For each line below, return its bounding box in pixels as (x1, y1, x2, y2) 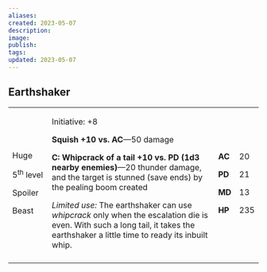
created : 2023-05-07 (8, 19, 77, 27)
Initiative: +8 (51, 116, 98, 127)
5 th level (12, 168, 44, 181)
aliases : (8, 11, 37, 20)
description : (8, 26, 52, 34)
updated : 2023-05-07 (8, 56, 77, 64)
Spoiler (12, 188, 39, 199)
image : (8, 33, 30, 42)
